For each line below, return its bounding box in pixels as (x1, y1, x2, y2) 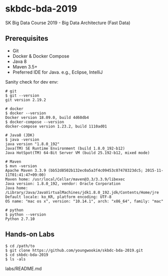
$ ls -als (5, 256, 26, 262)
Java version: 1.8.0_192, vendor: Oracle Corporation (5, 181, 121, 186)
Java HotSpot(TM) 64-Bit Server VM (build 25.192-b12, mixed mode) (5, 150, 150, 155)
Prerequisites (5, 34, 48, 43)
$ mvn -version (5, 163, 37, 169)
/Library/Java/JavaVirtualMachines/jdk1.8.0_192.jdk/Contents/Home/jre (5, 190, 159, 195)
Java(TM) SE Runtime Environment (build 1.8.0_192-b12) (5, 146, 125, 151)
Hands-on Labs (5, 230, 54, 239)
